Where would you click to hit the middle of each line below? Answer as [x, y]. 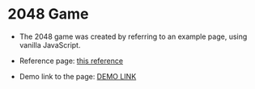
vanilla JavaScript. [50, 44]
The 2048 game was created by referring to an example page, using [133, 36]
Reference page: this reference [71, 61]
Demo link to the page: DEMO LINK [78, 76]
